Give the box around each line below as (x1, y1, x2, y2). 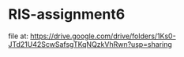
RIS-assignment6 (8, 5, 126, 23)
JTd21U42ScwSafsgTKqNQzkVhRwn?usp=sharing (8, 39, 172, 48)
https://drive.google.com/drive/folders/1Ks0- (30, 31, 176, 41)
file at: (8, 31, 29, 41)
